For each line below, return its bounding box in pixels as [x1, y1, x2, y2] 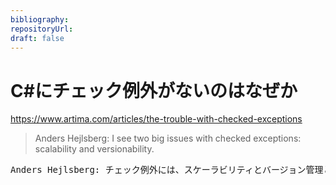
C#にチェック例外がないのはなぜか [10, 79, 298, 102]
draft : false [10, 33, 65, 43]
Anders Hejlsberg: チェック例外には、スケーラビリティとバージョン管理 [10, 164, 324, 176]
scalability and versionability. [34, 143, 155, 155]
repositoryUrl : [10, 24, 74, 34]
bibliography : [10, 14, 70, 25]
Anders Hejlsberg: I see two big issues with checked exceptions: [34, 132, 302, 145]
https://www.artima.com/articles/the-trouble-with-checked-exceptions [10, 113, 303, 125]
